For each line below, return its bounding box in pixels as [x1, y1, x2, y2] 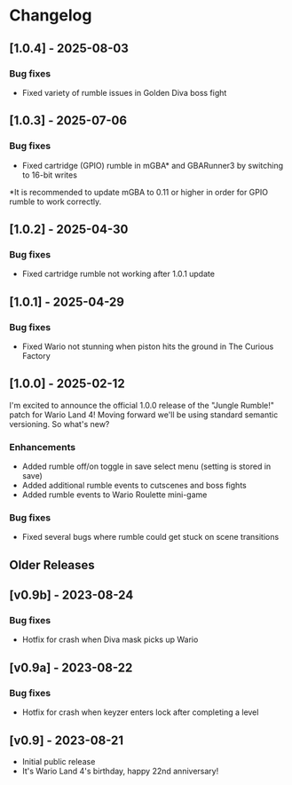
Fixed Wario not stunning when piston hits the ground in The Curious [21, 341, 274, 352]
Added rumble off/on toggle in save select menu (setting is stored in [21, 461, 272, 472]
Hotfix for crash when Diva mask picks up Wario [21, 634, 199, 645]
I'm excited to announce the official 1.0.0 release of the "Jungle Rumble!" [9, 400, 275, 410]
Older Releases [9, 557, 95, 573]
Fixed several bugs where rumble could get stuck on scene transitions [21, 532, 280, 543]
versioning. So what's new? [9, 418, 110, 429]
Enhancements [9, 440, 76, 453]
